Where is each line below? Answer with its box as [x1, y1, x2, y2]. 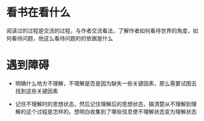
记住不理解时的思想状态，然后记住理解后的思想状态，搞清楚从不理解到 [15, 100, 192, 108]
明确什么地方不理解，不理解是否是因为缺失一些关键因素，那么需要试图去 [15, 79, 197, 87]
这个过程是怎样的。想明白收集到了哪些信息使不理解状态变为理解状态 [26, 108, 197, 115]
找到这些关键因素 [15, 87, 58, 95]
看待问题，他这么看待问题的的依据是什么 [11, 34, 113, 42]
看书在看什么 [6, 5, 71, 20]
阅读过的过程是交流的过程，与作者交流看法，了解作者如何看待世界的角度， [6, 27, 193, 34]
